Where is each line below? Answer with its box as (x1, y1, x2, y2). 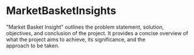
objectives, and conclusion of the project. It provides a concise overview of (6, 29, 188, 36)
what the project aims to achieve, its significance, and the (6, 36, 146, 43)
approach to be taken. (6, 42, 60, 49)
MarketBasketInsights (6, 4, 116, 18)
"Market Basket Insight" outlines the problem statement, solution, (6, 23, 164, 30)
